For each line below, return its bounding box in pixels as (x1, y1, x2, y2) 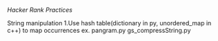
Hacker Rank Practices (7, 6, 72, 14)
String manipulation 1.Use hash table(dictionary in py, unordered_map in (7, 19, 212, 27)
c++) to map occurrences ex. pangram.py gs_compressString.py (7, 27, 191, 34)
